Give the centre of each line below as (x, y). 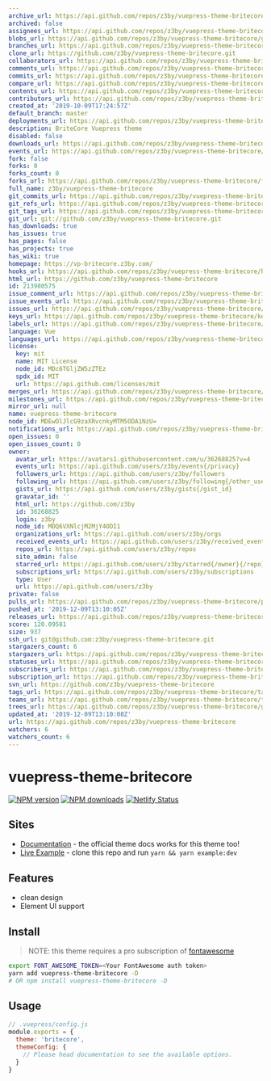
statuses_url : (32, 662)
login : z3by (36, 519)
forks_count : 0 (34, 174)
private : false (34, 595)
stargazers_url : (35, 654)
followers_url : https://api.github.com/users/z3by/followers (121, 474)
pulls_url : (27, 602)
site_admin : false (47, 557)
